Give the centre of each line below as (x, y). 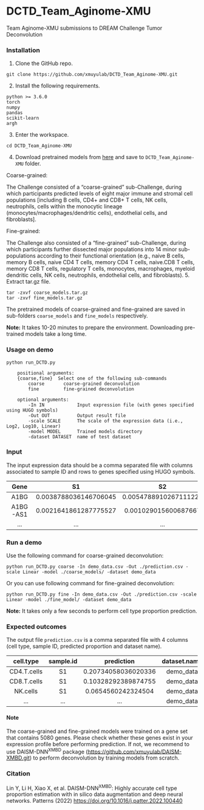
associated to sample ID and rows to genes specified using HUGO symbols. (101, 471)
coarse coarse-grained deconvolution (84, 384)
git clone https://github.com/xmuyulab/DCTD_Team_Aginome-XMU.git (92, 75)
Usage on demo (30, 350)
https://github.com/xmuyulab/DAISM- (135, 752)
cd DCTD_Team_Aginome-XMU (39, 146)
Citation (18, 774)
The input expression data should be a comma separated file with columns (100, 465)
